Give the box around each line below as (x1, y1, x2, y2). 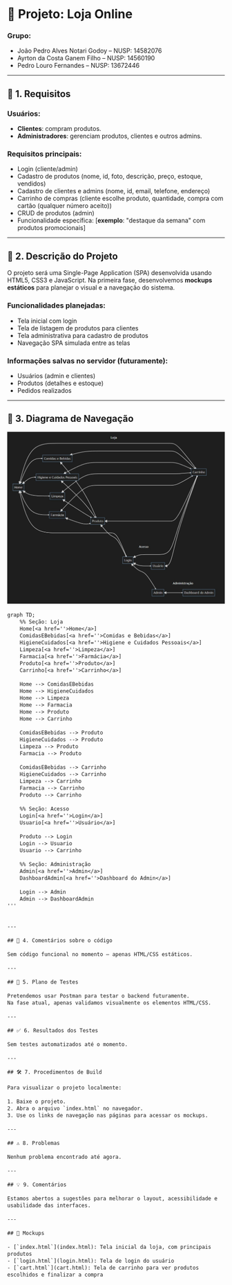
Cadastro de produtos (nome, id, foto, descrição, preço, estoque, (17, 172, 203, 181)
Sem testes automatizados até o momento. (7, 1040, 128, 1048)
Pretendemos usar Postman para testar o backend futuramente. (7, 992, 190, 1000)
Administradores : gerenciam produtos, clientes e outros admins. (17, 132, 202, 141)
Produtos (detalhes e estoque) (17, 379, 104, 387)
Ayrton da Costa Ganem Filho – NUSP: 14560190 (17, 54, 155, 62)
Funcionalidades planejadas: (7, 301, 106, 310)
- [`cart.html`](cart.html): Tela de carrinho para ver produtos (7, 1264, 199, 1271)
